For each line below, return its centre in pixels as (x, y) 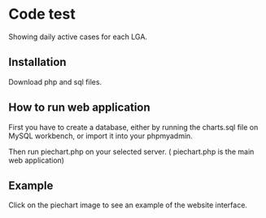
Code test (42, 14)
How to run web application (79, 108)
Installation (37, 62)
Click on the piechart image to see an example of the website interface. (128, 205)
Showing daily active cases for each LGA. (78, 37)
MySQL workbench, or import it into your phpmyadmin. (100, 136)
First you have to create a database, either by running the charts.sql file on (133, 127)
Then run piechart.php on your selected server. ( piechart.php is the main (131, 151)
